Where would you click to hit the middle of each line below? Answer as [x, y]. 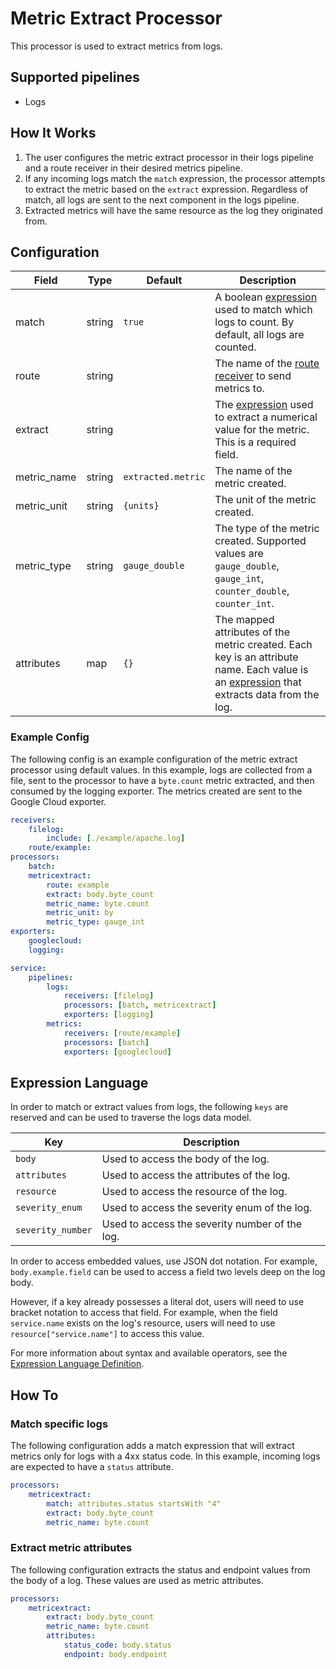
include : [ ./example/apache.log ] [116, 838]
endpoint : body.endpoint [115, 1654]
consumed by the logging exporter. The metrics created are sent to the [156, 791]
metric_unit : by [80, 913]
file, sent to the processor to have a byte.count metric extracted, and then [162, 780]
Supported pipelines [75, 77]
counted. [235, 347]
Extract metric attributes [71, 1548]
